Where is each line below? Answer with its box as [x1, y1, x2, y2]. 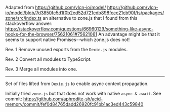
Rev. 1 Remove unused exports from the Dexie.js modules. [5, 47, 128, 52]
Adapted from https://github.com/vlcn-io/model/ [5, 5, 106, 10]
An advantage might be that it [98, 31, 160, 37]
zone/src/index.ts [5, 15, 42, 21]
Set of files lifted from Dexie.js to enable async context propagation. [5, 81, 149, 87]
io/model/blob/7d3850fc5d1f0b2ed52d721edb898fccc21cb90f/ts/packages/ [5, 10, 164, 16]
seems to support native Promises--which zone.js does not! [5, 36, 130, 43]
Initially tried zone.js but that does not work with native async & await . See [5, 91, 161, 96]
